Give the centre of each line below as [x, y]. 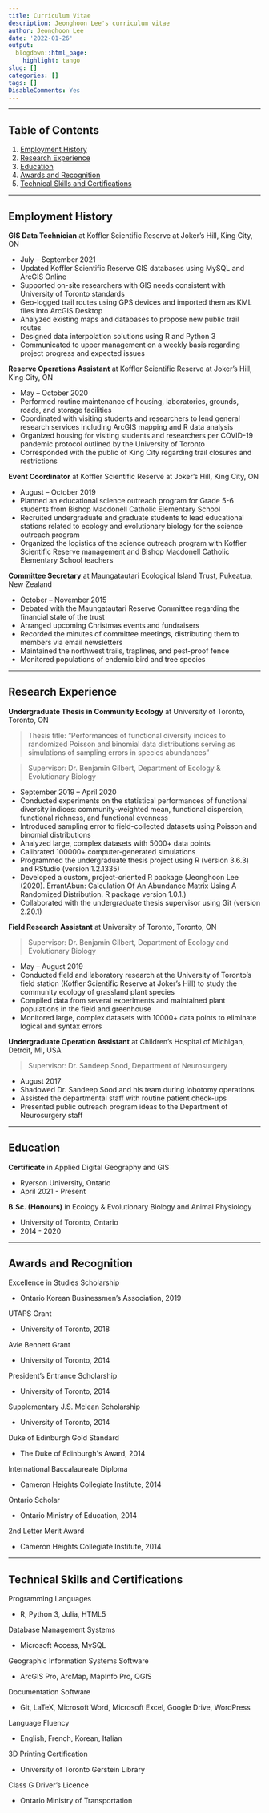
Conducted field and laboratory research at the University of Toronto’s [136, 975]
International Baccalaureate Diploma [68, 1469]
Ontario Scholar [34, 1500]
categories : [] [34, 75]
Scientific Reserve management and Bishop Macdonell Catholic [124, 551]
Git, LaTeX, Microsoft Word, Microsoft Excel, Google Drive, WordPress [135, 1707]
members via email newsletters [71, 642]
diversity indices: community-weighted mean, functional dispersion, [132, 809]
